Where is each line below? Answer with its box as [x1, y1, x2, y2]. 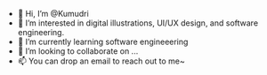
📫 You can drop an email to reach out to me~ [17, 56, 185, 66]
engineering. [17, 27, 65, 37]
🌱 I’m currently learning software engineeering [17, 36, 189, 47]
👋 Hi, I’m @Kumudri [17, 9, 89, 19]
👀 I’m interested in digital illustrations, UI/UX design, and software [17, 18, 259, 28]
